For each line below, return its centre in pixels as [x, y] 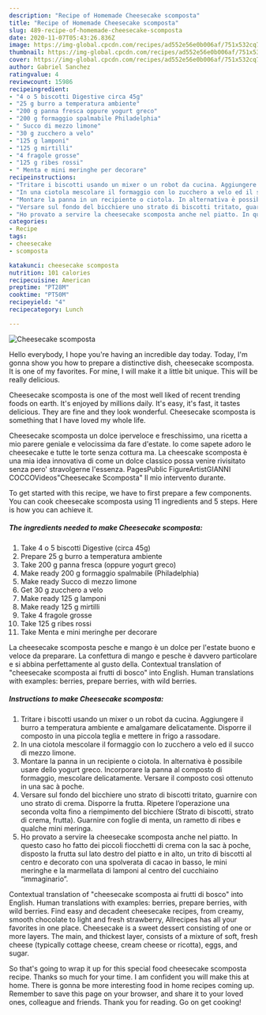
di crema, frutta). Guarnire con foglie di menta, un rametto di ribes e [131, 819]
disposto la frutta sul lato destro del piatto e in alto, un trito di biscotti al [136, 853]
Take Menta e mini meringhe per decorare [88, 632]
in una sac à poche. [52, 786]
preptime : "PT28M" [39, 287]
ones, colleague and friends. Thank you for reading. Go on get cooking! [125, 1002]
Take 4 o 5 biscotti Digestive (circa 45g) [85, 548]
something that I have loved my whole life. [77, 420]
